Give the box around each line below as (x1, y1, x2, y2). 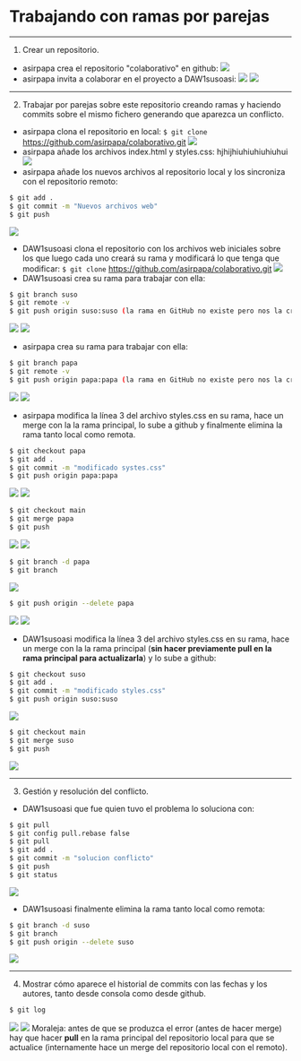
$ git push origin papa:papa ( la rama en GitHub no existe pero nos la (9, 375, 282, 384)
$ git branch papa (9, 358, 78, 368)
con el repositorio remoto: (21, 176, 118, 186)
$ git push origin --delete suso (9, 937, 134, 946)
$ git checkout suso (9, 669, 87, 678)
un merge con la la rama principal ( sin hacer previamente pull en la (21, 643, 272, 653)
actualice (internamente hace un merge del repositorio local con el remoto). (9, 1042, 288, 1053)
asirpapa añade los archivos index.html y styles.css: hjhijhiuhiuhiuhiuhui (21, 146, 288, 157)
